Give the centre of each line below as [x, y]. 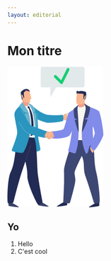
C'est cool [33, 252]
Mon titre [35, 51]
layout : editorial [34, 15]
